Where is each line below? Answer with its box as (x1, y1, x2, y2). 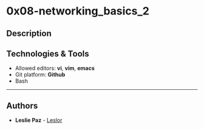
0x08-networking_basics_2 (6, 4, 150, 18)
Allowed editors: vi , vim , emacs (15, 64, 95, 72)
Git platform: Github (15, 71, 66, 78)
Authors (6, 101, 38, 111)
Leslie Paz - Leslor (15, 116, 63, 124)
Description (6, 28, 52, 39)
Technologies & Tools (6, 48, 89, 58)
